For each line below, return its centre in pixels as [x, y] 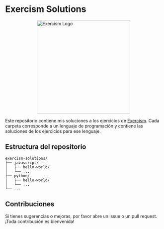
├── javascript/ [22, 163]
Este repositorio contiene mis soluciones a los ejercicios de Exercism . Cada [82, 120]
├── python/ [17, 176]
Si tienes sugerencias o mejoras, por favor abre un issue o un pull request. [81, 216]
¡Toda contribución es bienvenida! [40, 221]
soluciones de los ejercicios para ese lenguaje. [53, 131]
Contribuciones [30, 204]
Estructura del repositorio [46, 147]
